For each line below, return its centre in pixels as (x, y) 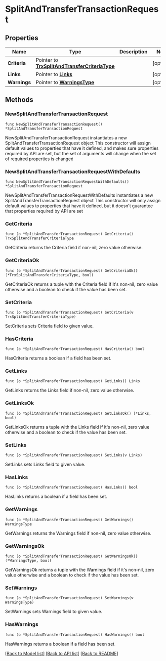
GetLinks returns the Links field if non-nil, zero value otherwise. (70, 390)
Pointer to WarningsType (65, 82)
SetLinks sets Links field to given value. (45, 464)
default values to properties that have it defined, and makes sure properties (82, 148)
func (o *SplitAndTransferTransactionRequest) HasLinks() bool (72, 487)
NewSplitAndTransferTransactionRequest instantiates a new (66, 137)
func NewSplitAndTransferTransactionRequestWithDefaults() (67, 181)
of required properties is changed (39, 159)
